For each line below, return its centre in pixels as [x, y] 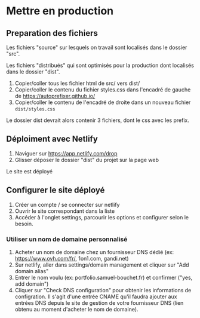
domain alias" [32, 271]
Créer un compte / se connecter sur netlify [67, 204]
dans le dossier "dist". [33, 72]
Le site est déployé [29, 171]
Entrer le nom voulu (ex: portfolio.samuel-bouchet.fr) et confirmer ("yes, [104, 277]
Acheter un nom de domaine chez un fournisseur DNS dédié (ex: [94, 252]
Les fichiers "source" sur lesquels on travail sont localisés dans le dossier [97, 47]
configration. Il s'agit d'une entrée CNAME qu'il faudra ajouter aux [96, 296]
